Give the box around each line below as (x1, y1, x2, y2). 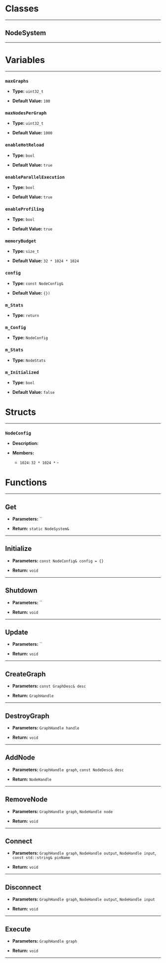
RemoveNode (5, 795, 48, 804)
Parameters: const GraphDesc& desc (12, 683, 86, 689)
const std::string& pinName (12, 855, 70, 860)
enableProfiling (5, 206, 44, 212)
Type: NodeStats (12, 357, 46, 363)
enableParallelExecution (5, 174, 65, 180)
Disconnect (5, 883, 41, 892)
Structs (5, 407, 36, 418)
